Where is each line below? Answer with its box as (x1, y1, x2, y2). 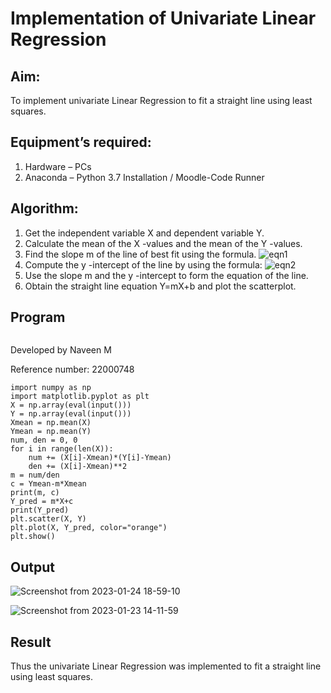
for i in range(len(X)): (10, 444, 114, 454)
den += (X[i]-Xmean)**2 (28, 462, 128, 472)
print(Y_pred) (10, 505, 70, 516)
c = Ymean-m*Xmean (10, 479, 87, 489)
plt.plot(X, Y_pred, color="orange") (10, 523, 168, 533)
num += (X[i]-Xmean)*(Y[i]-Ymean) (28, 453, 172, 463)
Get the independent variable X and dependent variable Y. (24, 227, 265, 239)
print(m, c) (10, 488, 60, 498)
